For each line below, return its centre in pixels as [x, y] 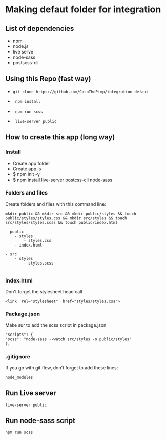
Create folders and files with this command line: [56, 204]
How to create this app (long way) [60, 137]
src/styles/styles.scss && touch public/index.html [61, 222]
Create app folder [31, 163]
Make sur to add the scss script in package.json [56, 325]
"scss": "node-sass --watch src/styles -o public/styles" [68, 339]
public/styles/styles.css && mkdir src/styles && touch [66, 218]
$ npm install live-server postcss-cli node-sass [63, 180]
